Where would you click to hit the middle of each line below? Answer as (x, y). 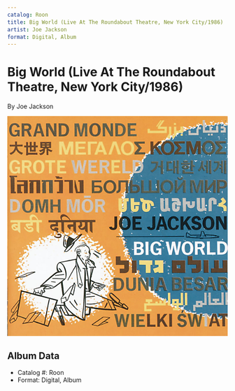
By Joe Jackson (30, 106)
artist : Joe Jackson (37, 29)
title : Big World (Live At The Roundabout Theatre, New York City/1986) (115, 22)
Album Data (34, 356)
